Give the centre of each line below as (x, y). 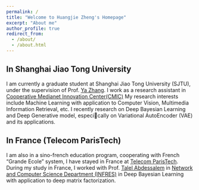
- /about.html (29, 45)
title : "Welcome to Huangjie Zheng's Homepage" (66, 17)
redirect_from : (25, 34)
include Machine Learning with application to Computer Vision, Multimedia (98, 103)
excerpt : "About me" (32, 23)
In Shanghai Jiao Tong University (69, 69)
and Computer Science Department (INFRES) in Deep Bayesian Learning (95, 174)
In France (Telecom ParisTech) (63, 141)
